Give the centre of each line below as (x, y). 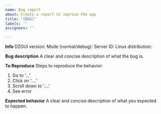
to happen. (16, 106)
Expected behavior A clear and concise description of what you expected (81, 101)
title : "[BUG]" (21, 19)
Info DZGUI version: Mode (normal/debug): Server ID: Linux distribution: (79, 47)
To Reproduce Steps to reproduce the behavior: (54, 66)
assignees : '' (20, 28)
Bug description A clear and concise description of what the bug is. (75, 56)
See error (22, 91)
